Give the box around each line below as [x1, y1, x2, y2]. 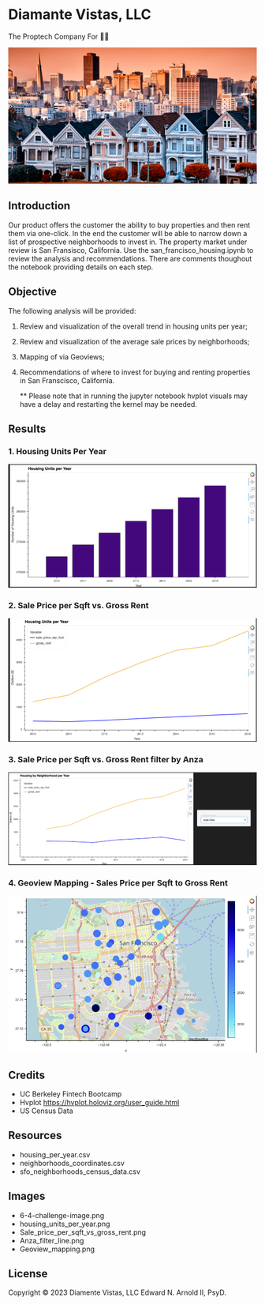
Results [8, 423, 47, 436]
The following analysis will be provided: [8, 306, 136, 315]
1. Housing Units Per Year [8, 446, 106, 457]
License [8, 1267, 48, 1281]
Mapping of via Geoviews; [19, 352, 105, 361]
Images [8, 1190, 46, 1203]
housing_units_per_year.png [19, 1219, 110, 1228]
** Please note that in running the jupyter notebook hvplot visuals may [19, 391, 248, 401]
